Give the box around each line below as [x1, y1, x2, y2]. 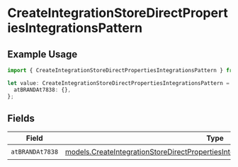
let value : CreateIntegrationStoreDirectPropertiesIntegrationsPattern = [7, 79, 230, 86]
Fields [7, 112, 35, 125]
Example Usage [7, 48, 78, 60]
